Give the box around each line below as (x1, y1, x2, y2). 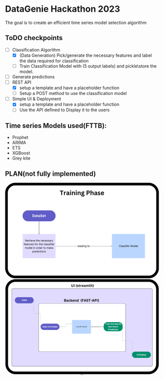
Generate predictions (12, 73, 55, 79)
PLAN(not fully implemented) (5, 169, 96, 178)
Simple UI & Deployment (12, 96, 61, 102)
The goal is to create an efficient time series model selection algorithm (5, 20, 147, 25)
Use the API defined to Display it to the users (19, 107, 110, 113)
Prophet (12, 135, 28, 141)
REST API (12, 79, 32, 85)
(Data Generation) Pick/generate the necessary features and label (19, 52, 152, 58)
